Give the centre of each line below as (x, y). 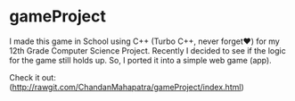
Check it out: (33, 77)
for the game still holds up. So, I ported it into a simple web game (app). (140, 60)
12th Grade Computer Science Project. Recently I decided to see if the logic (148, 50)
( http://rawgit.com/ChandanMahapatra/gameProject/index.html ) (127, 87)
